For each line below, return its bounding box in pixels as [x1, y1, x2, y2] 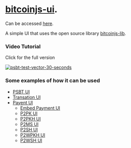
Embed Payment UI [20, 105, 61, 111]
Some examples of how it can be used [5, 77, 100, 84]
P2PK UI [20, 110, 38, 116]
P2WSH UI [20, 137, 42, 143]
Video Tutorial [5, 43, 41, 50]
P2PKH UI [20, 115, 41, 122]
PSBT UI [12, 88, 30, 95]
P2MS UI [20, 121, 39, 127]
